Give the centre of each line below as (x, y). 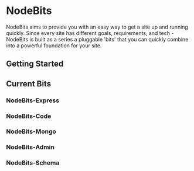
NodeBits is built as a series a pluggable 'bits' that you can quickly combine (97, 39)
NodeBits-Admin (30, 147)
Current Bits (29, 84)
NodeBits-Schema (33, 163)
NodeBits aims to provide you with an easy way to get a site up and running (97, 27)
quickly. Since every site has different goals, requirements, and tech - (90, 33)
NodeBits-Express (33, 100)
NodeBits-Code (29, 116)
